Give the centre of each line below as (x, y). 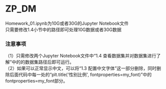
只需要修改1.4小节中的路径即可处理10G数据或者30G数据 (63, 29)
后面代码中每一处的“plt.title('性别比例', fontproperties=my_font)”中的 (80, 75)
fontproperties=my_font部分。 (37, 81)
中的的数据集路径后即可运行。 (43, 62)
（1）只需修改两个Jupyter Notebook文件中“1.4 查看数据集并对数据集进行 (81, 56)
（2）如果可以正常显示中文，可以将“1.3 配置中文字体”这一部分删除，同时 (81, 68)
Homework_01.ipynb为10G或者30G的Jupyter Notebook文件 (67, 23)
